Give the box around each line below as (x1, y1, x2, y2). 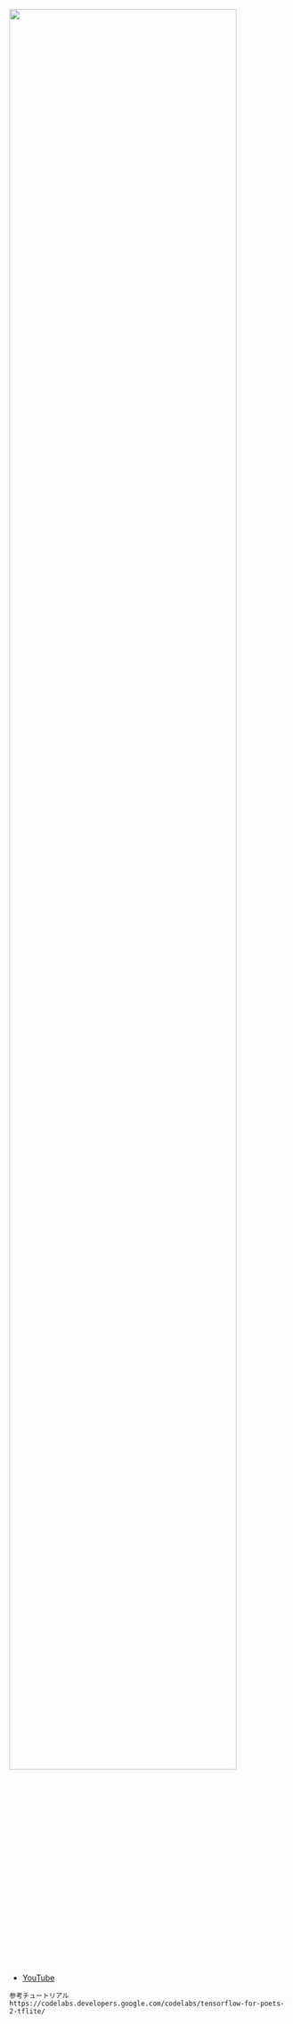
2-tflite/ (9, 2007, 46, 2016)
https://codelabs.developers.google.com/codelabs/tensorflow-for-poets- (9, 1999, 285, 2008)
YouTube (21, 1972, 55, 1983)
